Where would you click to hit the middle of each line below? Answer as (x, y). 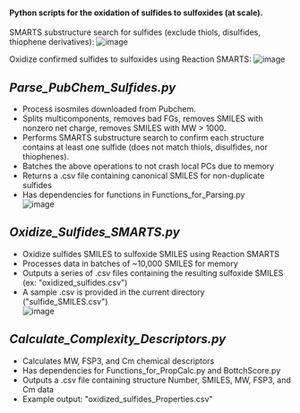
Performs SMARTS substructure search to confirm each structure (143, 138)
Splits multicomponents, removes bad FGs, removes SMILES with (142, 119)
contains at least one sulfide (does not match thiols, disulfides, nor (145, 147)
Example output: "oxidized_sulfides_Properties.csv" (117, 399)
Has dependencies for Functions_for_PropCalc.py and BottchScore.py (151, 370)
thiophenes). (46, 157)
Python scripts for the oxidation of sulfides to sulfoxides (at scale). (136, 13)
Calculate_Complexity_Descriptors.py (118, 339)
